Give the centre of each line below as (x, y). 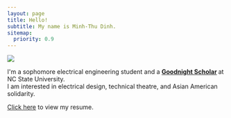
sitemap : (20, 33)
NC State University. (36, 79)
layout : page (26, 13)
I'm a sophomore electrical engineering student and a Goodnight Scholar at (115, 72)
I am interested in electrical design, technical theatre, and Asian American (113, 86)
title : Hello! (28, 20)
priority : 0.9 (34, 39)
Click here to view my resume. (50, 107)
